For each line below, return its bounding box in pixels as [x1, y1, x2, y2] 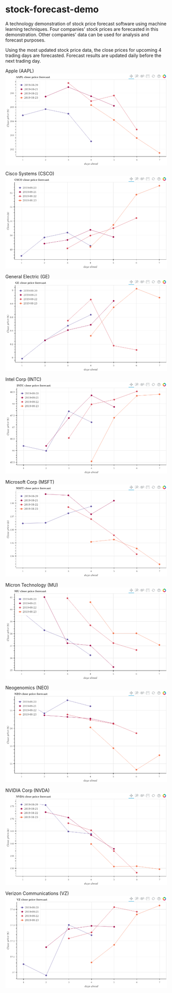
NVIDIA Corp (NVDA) [5, 787, 50, 794]
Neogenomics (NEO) [5, 684, 49, 691]
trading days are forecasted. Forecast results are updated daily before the [5, 52, 162, 59]
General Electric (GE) [5, 273, 50, 279]
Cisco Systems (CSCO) [5, 170, 55, 177]
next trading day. [5, 58, 41, 64]
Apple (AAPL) [5, 68, 34, 74]
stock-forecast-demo [5, 4, 99, 15]
